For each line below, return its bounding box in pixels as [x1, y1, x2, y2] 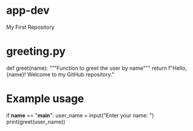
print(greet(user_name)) [6, 118, 66, 125]
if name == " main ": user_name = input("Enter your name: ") [6, 112, 154, 119]
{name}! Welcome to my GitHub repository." [6, 70, 114, 78]
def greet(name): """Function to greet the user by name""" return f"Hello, [6, 64, 187, 72]
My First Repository [6, 23, 55, 31]
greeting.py [6, 44, 66, 58]
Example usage [6, 92, 85, 106]
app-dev [6, 4, 50, 17]
